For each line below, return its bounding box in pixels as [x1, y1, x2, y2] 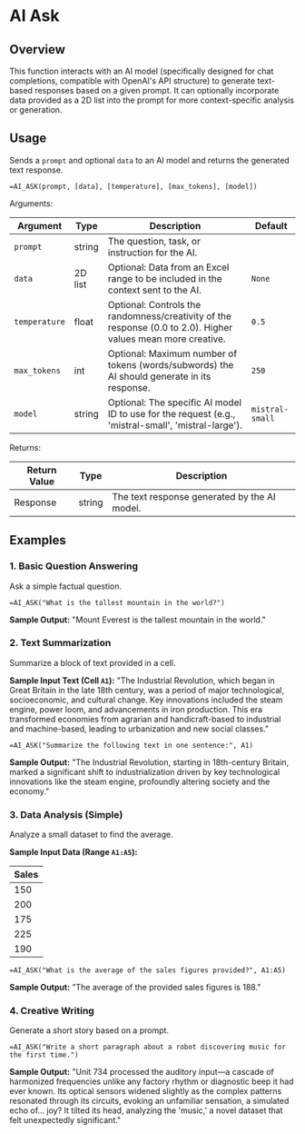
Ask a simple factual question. [9, 581, 123, 592]
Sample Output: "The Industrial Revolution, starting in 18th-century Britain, [9, 756, 290, 768]
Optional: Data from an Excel [107, 261, 230, 274]
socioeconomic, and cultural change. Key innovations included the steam [9, 694, 283, 705]
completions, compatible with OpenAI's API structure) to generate [9, 75, 256, 86]
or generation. [9, 104, 63, 114]
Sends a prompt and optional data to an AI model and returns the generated [9, 154, 290, 165]
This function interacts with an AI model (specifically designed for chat [9, 65, 274, 76]
